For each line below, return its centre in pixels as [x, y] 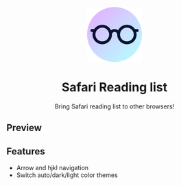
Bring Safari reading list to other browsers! [114, 106]
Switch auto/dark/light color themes [67, 175]
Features [26, 151]
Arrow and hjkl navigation [52, 168]
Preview [24, 128]
